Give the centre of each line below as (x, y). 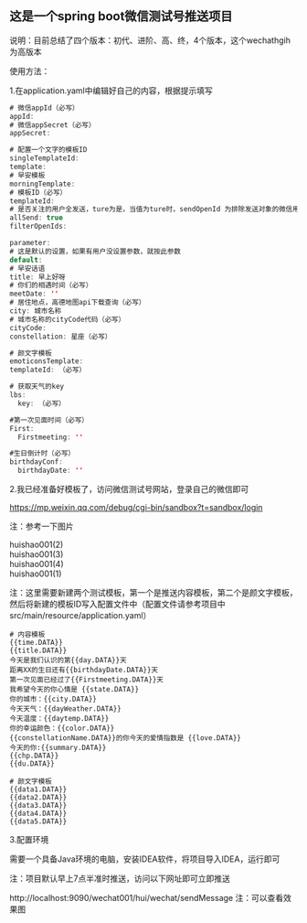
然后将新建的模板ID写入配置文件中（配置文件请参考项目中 (117, 604)
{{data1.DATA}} (38, 789)
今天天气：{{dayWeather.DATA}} (65, 709)
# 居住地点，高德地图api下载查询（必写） (78, 303)
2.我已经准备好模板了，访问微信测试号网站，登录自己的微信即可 (129, 489)
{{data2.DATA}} (38, 798)
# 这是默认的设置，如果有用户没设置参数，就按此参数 (95, 251)
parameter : (30, 243)
